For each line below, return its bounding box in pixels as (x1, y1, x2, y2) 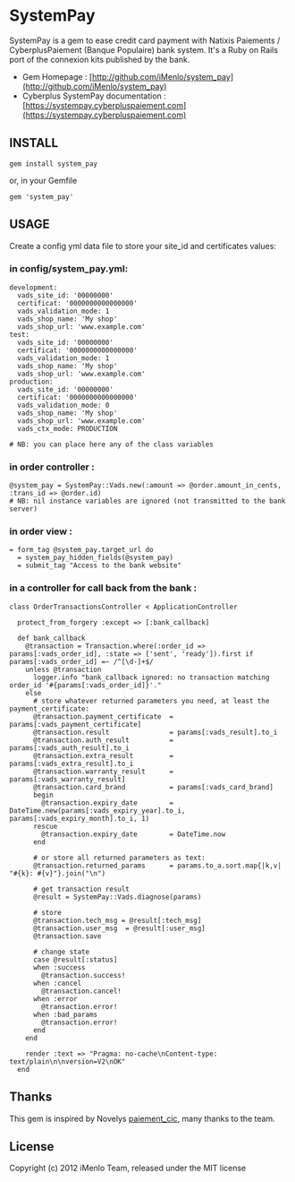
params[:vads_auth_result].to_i (9, 743, 130, 753)
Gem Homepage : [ (21, 71, 93, 82)
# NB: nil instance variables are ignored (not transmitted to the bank (9, 496, 286, 506)
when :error (32, 994, 78, 1004)
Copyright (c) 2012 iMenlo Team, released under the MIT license (9, 1162, 247, 1174)
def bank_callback (17, 634, 87, 643)
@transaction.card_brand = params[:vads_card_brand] (32, 782, 274, 791)
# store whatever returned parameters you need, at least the (32, 696, 270, 705)
